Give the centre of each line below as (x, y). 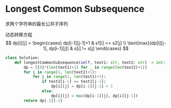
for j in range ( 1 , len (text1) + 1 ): (69, 77)
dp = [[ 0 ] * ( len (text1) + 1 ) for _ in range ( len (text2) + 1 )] (86, 67)
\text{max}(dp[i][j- (146, 43)
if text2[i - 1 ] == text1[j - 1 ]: (74, 82)
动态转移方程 (19, 34)
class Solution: (22, 58)
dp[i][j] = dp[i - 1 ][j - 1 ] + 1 (82, 87)
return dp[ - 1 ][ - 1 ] (43, 100)
